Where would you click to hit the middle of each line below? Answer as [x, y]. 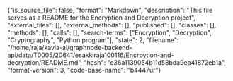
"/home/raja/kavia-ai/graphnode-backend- [70, 48]
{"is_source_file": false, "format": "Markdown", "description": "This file [110, 10]
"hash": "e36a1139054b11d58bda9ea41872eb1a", [155, 62]
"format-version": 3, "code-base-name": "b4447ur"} [84, 70]
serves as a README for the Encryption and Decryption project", [102, 18]
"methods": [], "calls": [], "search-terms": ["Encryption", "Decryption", [110, 32]
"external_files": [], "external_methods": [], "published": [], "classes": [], [112, 25]
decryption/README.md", [45, 62]
